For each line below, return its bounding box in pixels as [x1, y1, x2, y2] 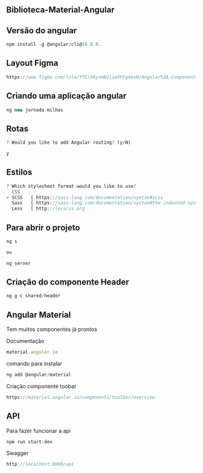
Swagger [6, 449, 29, 457]
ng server [6, 260, 31, 266]
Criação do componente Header [6, 277, 129, 288]
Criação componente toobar [6, 382, 77, 390]
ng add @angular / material [6, 372, 71, 378]
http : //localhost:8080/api [6, 462, 74, 468]
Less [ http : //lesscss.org [11, 205, 85, 212]
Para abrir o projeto [6, 222, 80, 233]
